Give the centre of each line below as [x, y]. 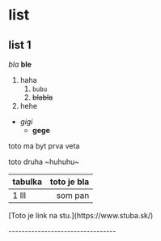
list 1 [20, 45]
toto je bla [70, 182]
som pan [73, 195]
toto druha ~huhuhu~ [44, 161]
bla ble [20, 64]
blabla [42, 97]
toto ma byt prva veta [44, 146]
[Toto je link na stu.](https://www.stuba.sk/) [81, 215]
